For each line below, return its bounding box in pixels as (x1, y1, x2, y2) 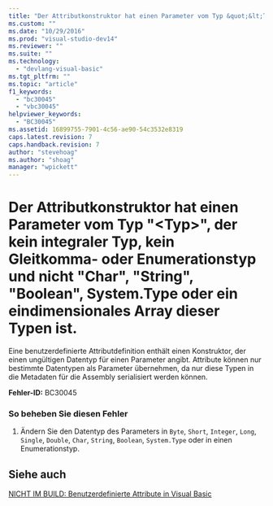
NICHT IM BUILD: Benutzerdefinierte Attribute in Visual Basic (8, 489, 212, 499)
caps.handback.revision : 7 (8, 140, 100, 149)
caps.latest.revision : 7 (8, 133, 93, 141)
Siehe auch (8, 467, 67, 481)
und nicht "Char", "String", (8, 268, 193, 286)
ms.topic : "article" (8, 80, 79, 88)
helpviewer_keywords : (8, 111, 82, 119)
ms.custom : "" (8, 20, 57, 28)
